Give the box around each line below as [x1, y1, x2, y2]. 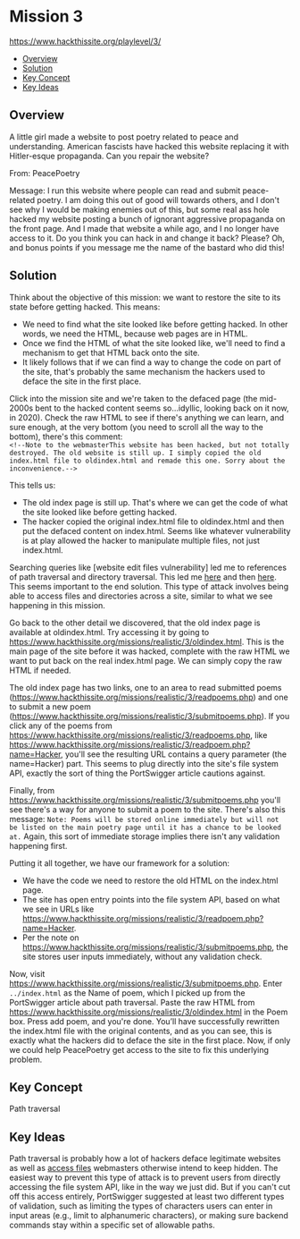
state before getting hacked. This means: [9, 301, 161, 312]
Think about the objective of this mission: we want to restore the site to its [9, 292, 281, 302]
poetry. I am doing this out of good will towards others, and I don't [37, 194, 279, 205]
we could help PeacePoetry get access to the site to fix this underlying [9, 1044, 270, 1055]
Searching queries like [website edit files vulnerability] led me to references [9, 562, 287, 573]
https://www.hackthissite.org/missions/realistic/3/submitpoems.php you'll [9, 794, 281, 805]
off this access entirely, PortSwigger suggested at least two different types [9, 1192, 285, 1202]
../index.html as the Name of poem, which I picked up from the [9, 987, 246, 998]
